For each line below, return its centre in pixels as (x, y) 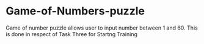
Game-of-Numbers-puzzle (75, 11)
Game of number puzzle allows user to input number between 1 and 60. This (102, 28)
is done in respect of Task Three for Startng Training (72, 34)
